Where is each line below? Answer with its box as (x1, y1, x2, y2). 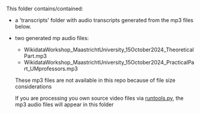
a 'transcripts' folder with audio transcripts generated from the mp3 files (14, 17, 193, 23)
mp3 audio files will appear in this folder (14, 101, 114, 108)
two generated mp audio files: (14, 35, 89, 41)
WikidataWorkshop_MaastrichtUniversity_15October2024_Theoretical (23, 46, 194, 53)
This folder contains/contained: (6, 5, 84, 12)
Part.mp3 (23, 53, 47, 59)
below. (14, 23, 32, 30)
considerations (14, 83, 52, 90)
